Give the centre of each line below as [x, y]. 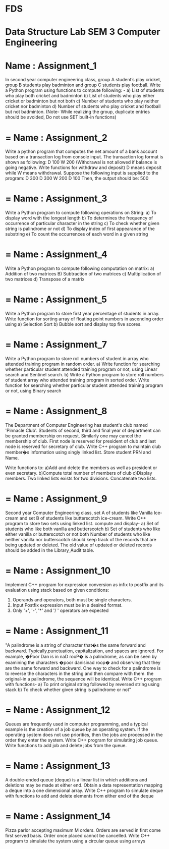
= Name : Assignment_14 [58, 816]
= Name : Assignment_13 [58, 766]
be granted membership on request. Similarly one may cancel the [73, 436]
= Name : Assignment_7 [56, 345]
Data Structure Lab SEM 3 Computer [83, 32]
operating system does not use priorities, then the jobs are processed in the [84, 734]
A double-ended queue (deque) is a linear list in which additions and [76, 779]
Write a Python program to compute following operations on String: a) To [81, 213]
